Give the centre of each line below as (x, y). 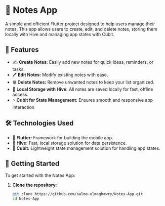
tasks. (18, 69)
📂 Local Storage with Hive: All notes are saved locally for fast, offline (82, 89)
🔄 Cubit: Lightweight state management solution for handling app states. (86, 148)
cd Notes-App (26, 199)
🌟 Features (22, 50)
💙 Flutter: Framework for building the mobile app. (63, 137)
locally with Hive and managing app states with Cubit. (60, 34)
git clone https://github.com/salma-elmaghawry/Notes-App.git (78, 194)
